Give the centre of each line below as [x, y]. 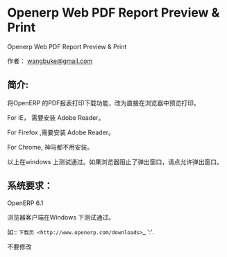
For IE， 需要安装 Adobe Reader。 [56, 117]
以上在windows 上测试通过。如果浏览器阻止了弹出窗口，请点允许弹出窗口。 [115, 161]
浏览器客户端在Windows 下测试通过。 [61, 217]
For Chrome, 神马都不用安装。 [50, 147]
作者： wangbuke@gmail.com [50, 61]
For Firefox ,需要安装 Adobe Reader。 [61, 132]
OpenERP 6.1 [25, 203]
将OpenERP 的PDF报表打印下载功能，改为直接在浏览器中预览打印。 [103, 103]
